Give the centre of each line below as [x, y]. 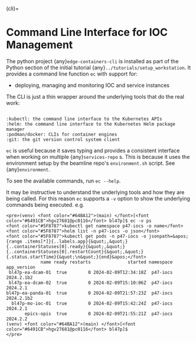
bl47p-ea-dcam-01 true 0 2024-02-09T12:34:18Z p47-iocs [91, 272]
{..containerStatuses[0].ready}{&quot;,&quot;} [66, 246]
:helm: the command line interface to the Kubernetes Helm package [91, 124]
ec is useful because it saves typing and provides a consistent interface [93, 151]
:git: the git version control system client [63, 139]
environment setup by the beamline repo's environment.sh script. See [91, 163]
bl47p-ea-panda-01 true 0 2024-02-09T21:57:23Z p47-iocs [89, 293]
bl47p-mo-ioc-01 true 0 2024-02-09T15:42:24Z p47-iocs [92, 303]
